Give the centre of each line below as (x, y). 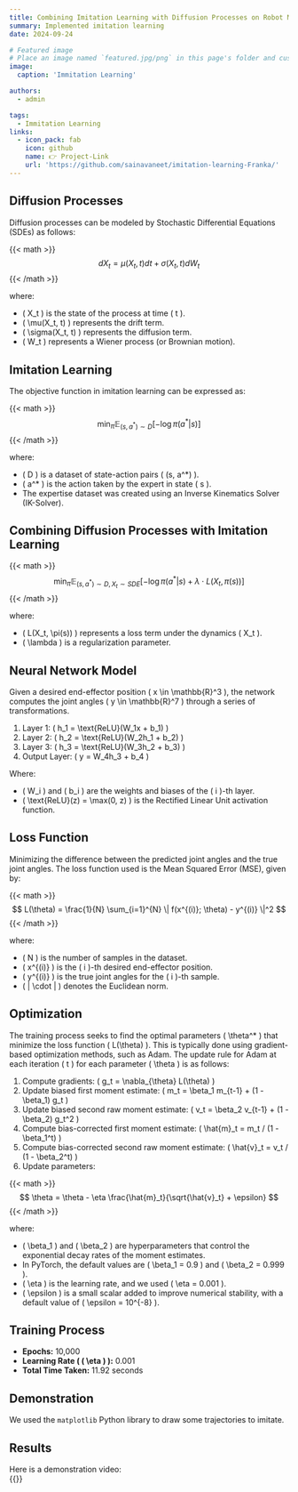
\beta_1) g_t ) (45, 1100)
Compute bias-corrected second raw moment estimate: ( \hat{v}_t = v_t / (155, 1147)
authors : (25, 91)
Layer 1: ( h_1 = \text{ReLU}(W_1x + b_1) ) (95, 728)
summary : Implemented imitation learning (87, 26)
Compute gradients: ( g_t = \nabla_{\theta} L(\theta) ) (118, 1081)
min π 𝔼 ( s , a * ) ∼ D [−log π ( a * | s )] (149, 424)
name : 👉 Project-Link (67, 157)
